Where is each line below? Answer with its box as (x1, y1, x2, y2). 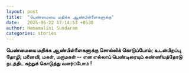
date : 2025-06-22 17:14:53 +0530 (6, 19, 94, 25)
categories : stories (6, 31, 57, 36)
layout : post (6, 8, 38, 15)
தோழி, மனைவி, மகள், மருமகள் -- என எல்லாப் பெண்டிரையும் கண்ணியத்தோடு (6, 54, 183, 61)
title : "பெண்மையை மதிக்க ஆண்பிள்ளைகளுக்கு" (6, 14, 115, 20)
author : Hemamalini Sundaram (6, 25, 78, 31)
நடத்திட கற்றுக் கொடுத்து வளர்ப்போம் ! (6, 60, 93, 67)
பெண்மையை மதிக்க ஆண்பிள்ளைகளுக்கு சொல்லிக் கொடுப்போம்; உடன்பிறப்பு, (6, 47, 182, 54)
